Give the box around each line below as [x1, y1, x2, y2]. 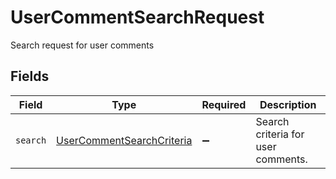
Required [201, 97, 247, 111]
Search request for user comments [10, 39, 155, 51]
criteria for [255, 127, 305, 141]
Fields [10, 68, 50, 85]
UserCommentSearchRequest [10, 6, 265, 29]
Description [259, 97, 317, 111]
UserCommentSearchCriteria [56, 133, 193, 147]
